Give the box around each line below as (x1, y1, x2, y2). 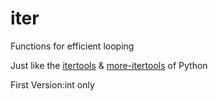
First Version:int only (10, 78, 95, 91)
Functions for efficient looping (10, 40, 135, 52)
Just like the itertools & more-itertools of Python (10, 59, 208, 71)
